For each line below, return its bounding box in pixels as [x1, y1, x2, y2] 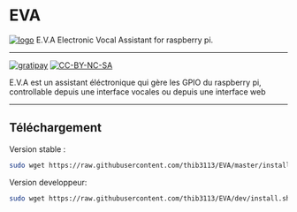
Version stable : [9, 143, 66, 155]
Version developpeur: [9, 177, 88, 187]
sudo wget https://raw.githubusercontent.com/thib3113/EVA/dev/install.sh [9, 193, 291, 203]
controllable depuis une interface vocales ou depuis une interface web [9, 86, 267, 97]
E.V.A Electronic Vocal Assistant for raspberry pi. [35, 34, 214, 45]
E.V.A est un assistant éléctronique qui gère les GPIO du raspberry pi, [9, 77, 263, 87]
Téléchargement [9, 120, 102, 135]
